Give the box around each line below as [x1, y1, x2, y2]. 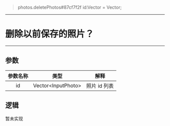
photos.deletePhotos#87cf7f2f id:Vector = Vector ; [17, 5, 122, 10]
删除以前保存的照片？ [5, 28, 95, 40]
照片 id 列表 [86, 82, 114, 89]
